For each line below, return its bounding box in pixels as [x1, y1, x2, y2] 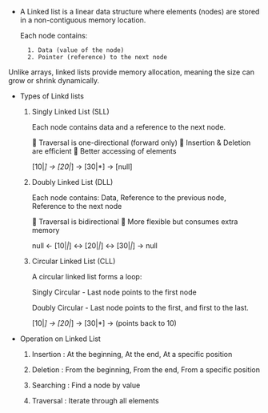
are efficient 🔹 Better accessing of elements [31, 146, 177, 155]
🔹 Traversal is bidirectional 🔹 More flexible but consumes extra [31, 217, 238, 227]
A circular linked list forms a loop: [31, 272, 142, 281]
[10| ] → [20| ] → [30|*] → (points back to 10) [31, 319, 178, 327]
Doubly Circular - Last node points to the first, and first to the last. [31, 303, 250, 312]
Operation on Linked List [19, 334, 102, 343]
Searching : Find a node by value [31, 380, 141, 390]
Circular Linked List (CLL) [31, 256, 116, 266]
